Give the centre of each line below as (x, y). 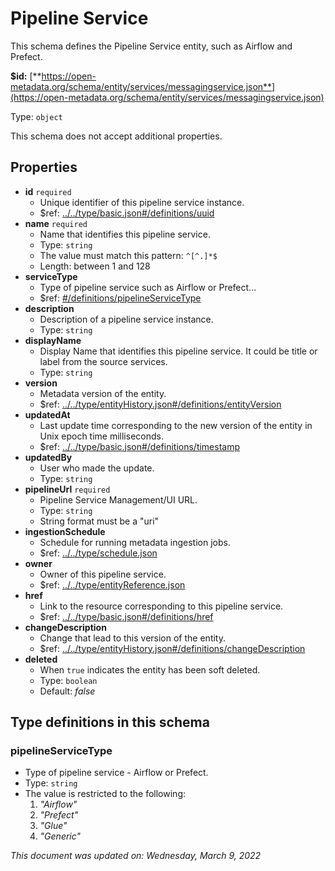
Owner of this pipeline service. (103, 574)
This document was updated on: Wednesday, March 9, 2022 (136, 856)
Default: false (67, 691)
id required (48, 191)
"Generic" (60, 836)
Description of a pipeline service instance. (126, 319)
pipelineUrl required (67, 489)
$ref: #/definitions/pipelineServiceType (120, 298)
